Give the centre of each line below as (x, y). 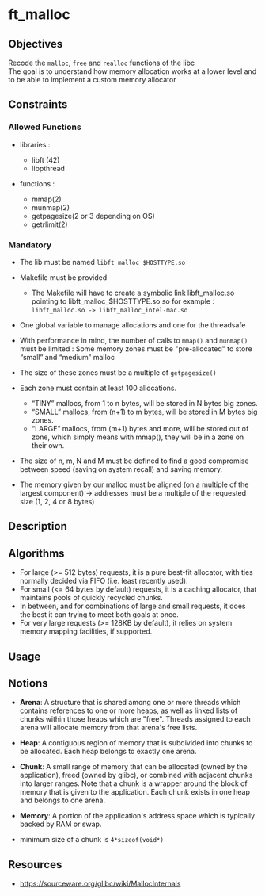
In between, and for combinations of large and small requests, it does (132, 606)
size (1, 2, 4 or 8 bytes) (57, 501)
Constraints (38, 105)
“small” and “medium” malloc (67, 357)
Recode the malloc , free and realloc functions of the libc (102, 63)
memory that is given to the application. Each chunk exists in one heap (135, 792)
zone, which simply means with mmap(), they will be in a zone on (138, 437)
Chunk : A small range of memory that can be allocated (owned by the (133, 767)
